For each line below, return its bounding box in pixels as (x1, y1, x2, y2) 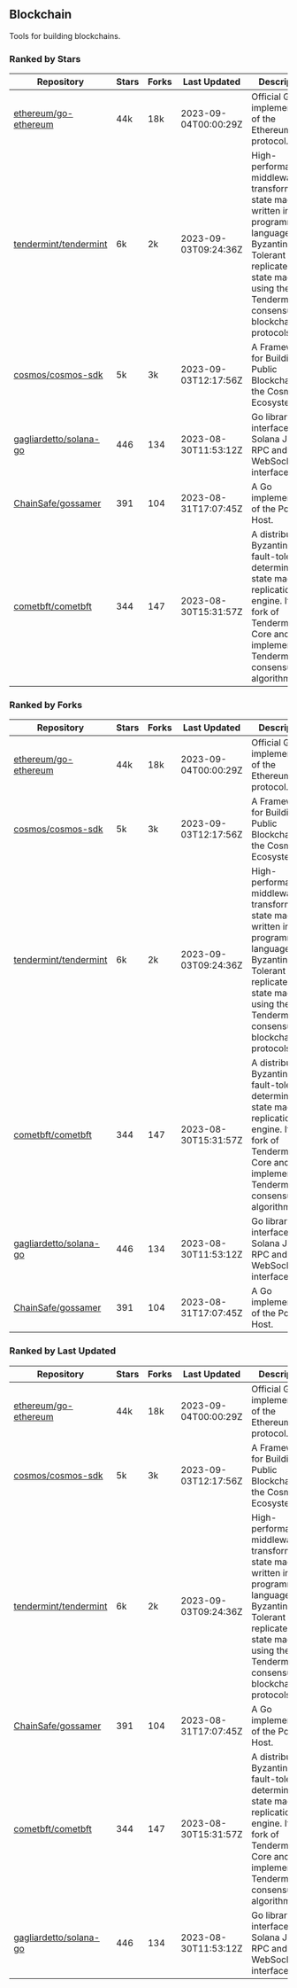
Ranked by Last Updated (9, 1345, 117, 1357)
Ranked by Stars (9, 52, 81, 65)
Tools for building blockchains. (9, 30, 121, 41)
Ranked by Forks (9, 699, 82, 712)
